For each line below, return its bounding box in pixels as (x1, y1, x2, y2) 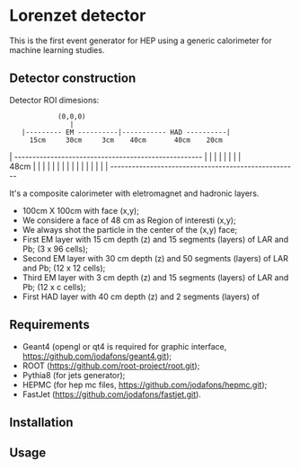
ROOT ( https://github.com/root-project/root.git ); (22, 360, 200, 371)
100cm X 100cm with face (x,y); (22, 205, 139, 216)
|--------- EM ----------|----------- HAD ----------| (21, 128, 231, 137)
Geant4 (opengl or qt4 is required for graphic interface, (22, 341, 227, 351)
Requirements (9, 317, 90, 332)
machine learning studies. (9, 44, 105, 55)
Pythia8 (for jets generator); (22, 369, 126, 380)
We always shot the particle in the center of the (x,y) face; (22, 224, 238, 234)
